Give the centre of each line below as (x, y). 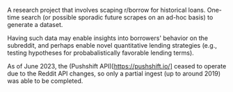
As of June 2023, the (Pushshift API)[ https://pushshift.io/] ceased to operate (117, 66)
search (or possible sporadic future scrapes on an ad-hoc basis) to (117, 17)
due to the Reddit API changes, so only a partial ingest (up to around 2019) (114, 73)
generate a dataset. (35, 25)
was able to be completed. (45, 81)
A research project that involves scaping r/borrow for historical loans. (106, 10)
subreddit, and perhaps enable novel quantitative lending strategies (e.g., (112, 45)
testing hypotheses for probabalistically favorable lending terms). (101, 53)
